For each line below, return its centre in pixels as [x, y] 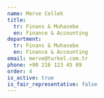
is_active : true [31, 78]
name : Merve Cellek [35, 13]
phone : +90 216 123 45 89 [44, 65]
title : [17, 20]
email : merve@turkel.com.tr [48, 59]
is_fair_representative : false [52, 84]
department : [24, 39]
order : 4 [20, 71]
